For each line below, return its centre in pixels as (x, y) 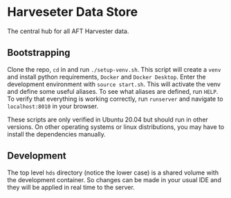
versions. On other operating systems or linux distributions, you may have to (116, 127)
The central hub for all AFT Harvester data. (68, 31)
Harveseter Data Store (73, 12)
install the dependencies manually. (56, 134)
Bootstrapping (39, 53)
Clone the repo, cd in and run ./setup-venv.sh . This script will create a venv (114, 69)
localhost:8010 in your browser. (53, 106)
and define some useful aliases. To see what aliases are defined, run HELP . (113, 91)
